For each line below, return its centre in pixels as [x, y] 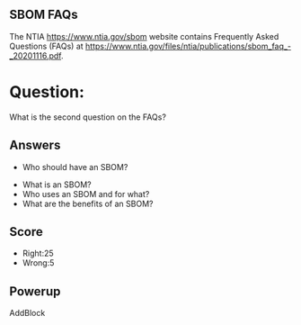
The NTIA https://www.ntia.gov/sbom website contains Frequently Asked [144, 36]
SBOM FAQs [44, 15]
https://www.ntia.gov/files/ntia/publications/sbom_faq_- [188, 46]
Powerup [35, 291]
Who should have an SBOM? [75, 167]
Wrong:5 [38, 263]
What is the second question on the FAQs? [88, 117]
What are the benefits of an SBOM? [88, 203]
